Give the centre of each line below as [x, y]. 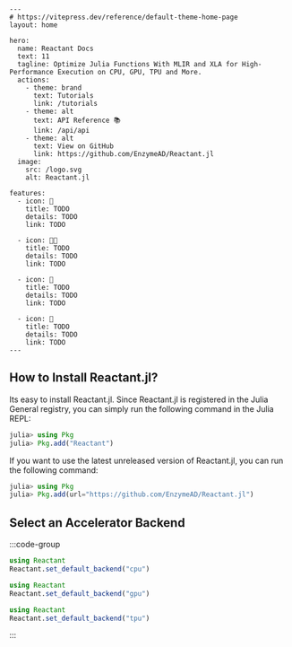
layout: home [34, 25]
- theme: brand [54, 88]
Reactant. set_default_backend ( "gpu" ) [80, 593]
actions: [34, 80]
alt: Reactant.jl [58, 178]
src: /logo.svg [54, 170]
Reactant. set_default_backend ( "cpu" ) [80, 569]
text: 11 [34, 57]
